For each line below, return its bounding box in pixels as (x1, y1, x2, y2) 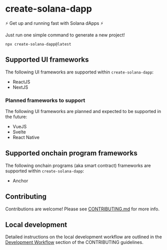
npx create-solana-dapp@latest (5, 42, 72, 47)
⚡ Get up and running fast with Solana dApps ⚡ (5, 20, 104, 26)
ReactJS (12, 79, 30, 85)
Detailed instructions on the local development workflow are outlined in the (5, 234, 162, 240)
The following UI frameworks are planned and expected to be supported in (5, 109, 161, 115)
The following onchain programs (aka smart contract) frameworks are (5, 162, 151, 168)
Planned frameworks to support (5, 97, 85, 104)
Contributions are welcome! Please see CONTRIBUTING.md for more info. (5, 206, 160, 212)
